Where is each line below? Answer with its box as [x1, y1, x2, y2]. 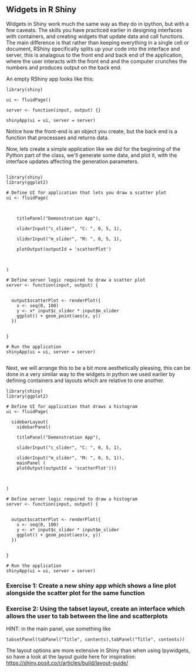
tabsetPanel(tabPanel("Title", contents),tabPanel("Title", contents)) [6, 637, 185, 643]
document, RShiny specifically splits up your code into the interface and [6, 45, 180, 52]
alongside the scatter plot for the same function [6, 589, 145, 597]
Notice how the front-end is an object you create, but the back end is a [6, 127, 178, 134]
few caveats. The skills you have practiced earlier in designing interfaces [6, 26, 183, 33]
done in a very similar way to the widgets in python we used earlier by [6, 370, 175, 377]
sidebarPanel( [16, 424, 51, 430]
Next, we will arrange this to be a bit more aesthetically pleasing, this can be [6, 364, 191, 372]
